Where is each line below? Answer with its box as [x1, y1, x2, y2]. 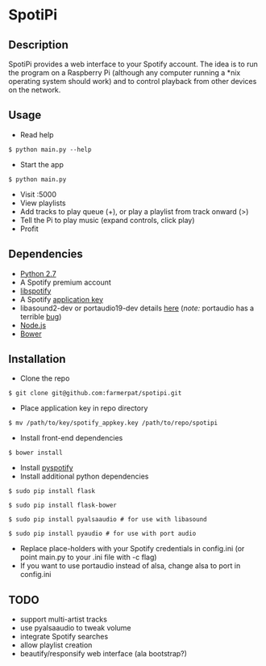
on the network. [8, 85, 61, 95]
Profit [19, 224, 39, 234]
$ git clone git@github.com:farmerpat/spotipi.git [8, 390, 182, 398]
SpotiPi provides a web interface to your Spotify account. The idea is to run [8, 59, 258, 69]
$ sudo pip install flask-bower [8, 501, 117, 510]
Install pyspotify [19, 463, 73, 473]
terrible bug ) [19, 311, 62, 321]
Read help [19, 129, 54, 139]
